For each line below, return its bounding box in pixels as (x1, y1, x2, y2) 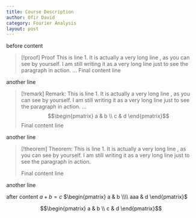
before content (6, 42, 43, 50)
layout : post (6, 25, 39, 32)
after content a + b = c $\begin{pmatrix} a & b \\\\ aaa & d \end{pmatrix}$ (6, 193, 188, 200)
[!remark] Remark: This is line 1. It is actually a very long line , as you (20, 90, 191, 97)
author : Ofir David (6, 14, 55, 21)
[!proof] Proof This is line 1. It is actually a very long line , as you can (20, 54, 190, 61)
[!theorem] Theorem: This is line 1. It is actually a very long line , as (20, 146, 186, 153)
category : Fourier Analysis (6, 20, 77, 26)
